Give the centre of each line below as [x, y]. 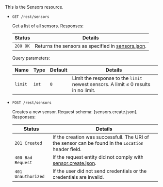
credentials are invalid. [78, 177]
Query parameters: [31, 58]
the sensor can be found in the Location [98, 143]
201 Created [28, 143]
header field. [67, 149]
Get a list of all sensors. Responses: [48, 26]
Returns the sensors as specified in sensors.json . [91, 46]
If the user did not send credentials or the [100, 171]
